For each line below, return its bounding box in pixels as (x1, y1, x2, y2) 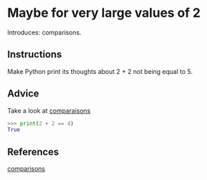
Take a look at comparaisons (7, 106, 91, 115)
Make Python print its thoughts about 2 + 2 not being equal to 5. (7, 67, 193, 75)
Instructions (7, 49, 62, 60)
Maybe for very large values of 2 (7, 5, 201, 21)
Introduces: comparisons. (7, 28, 82, 37)
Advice (7, 88, 39, 100)
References (7, 146, 59, 157)
